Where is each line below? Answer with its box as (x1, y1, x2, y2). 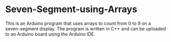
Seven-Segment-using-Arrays (5, 4, 138, 15)
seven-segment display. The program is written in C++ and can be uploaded (5, 25, 166, 31)
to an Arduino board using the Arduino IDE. (5, 31, 95, 37)
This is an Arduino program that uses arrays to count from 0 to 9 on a (5, 20, 151, 26)
